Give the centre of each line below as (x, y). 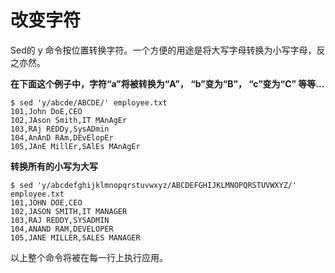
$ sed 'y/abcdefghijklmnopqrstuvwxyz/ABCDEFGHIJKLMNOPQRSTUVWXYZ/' (154, 185)
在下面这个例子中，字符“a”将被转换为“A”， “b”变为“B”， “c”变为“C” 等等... (167, 83)
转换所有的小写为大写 (54, 166)
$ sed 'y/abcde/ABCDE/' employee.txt (89, 102)
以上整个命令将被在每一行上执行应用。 (89, 257)
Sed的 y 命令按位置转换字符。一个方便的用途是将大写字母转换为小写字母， (163, 50)
